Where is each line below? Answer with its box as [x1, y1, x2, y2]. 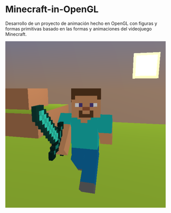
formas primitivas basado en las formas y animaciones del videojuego [5, 25, 152, 31]
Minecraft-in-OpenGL [5, 4, 99, 15]
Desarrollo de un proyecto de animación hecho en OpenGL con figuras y [5, 20, 158, 26]
